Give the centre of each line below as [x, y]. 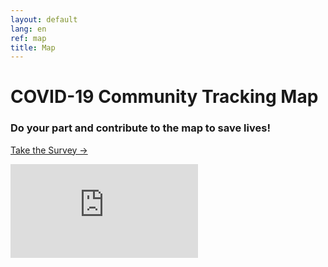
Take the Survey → [49, 150]
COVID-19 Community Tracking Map [164, 97]
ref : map [28, 38]
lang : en [28, 29]
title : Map [33, 47]
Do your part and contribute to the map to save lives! [140, 128]
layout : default [44, 19]
